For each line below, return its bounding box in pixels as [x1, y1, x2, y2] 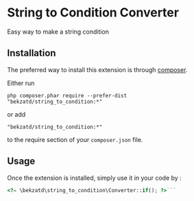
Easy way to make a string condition [7, 27, 110, 36]
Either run [7, 79, 35, 87]
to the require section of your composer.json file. [7, 135, 143, 143]
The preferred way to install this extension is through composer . [7, 65, 188, 73]
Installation [7, 47, 56, 59]
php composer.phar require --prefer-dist [7, 92, 128, 99]
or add [7, 110, 26, 118]
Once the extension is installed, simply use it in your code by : [7, 174, 182, 182]
